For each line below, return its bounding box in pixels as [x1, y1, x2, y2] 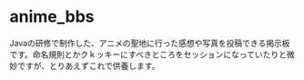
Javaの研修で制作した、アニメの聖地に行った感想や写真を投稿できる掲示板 [9, 37, 290, 48]
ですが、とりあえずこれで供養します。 [16, 60, 160, 71]
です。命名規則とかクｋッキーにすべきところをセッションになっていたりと [9, 48, 288, 60]
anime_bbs [9, 6, 95, 27]
